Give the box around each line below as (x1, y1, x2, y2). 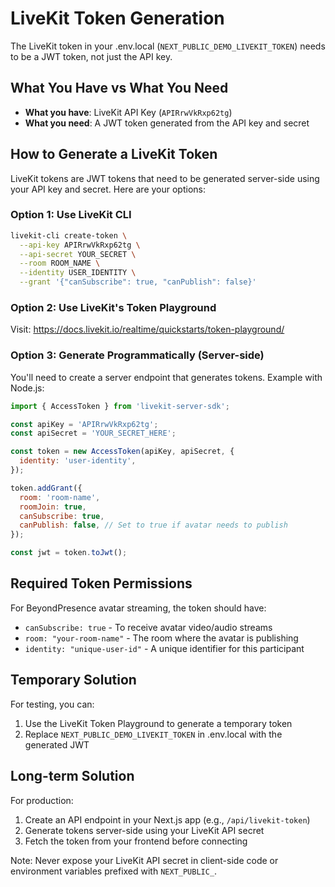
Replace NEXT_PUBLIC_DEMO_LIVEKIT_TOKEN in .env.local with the (24, 728, 283, 740)
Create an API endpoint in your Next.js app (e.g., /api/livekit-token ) (24, 813, 311, 826)
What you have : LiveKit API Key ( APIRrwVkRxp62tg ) (24, 106, 233, 118)
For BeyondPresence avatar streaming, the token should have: (10, 602, 267, 614)
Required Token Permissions (10, 575, 193, 592)
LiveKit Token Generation (10, 7, 225, 30)
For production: (10, 794, 74, 806)
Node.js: (10, 382, 45, 394)
